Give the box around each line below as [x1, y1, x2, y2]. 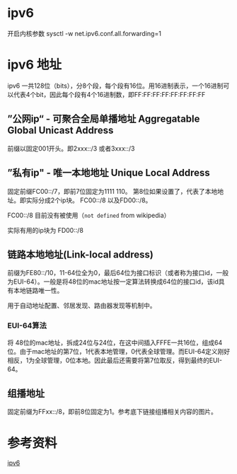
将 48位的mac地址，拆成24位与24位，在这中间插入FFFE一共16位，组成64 [7, 338, 223, 347]
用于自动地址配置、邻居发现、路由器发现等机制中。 [7, 301, 156, 310]
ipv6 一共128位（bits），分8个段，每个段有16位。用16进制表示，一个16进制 [7, 81, 224, 90]
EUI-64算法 [7, 320, 47, 330]
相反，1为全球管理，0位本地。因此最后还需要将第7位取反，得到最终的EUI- [7, 356, 223, 364]
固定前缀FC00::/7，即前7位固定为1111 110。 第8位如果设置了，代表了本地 [7, 187, 218, 195]
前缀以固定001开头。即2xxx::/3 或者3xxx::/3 [7, 144, 135, 153]
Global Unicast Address [7, 125, 114, 137]
